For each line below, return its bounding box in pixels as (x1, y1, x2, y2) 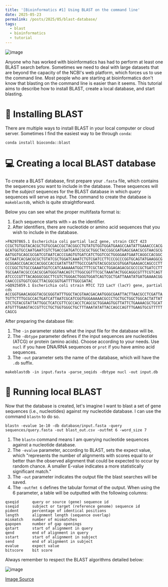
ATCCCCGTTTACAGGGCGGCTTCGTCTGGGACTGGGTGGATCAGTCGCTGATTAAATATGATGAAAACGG (5, 274, 163, 279)
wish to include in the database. (12, 229, 79, 235)
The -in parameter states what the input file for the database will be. (12, 327, 154, 334)
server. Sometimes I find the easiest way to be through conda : (5, 130, 132, 136)
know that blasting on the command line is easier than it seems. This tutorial (5, 80, 162, 86)
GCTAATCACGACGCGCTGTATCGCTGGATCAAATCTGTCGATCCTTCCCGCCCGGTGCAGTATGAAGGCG (5, 257, 163, 262)
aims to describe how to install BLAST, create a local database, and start (5, 85, 155, 91)
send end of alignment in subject (5, 539, 93, 544)
